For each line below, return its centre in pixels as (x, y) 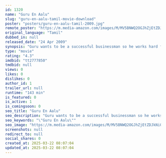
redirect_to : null (24, 134)
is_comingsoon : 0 (23, 106)
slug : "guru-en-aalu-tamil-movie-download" (51, 19)
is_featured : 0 (21, 97)
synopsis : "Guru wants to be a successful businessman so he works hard (82, 47)
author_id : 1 (19, 83)
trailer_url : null (24, 88)
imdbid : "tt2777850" (26, 60)
